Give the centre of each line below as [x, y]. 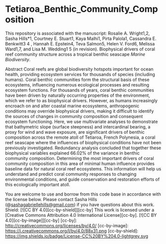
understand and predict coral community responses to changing [71, 174]
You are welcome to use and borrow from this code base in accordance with [83, 194]
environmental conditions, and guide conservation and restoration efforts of [83, 179]
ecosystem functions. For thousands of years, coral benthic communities [80, 90]
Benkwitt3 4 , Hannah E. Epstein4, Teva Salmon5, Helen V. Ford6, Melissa [80, 43]
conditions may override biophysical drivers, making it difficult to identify [80, 111]
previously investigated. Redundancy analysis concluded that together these [83, 148]
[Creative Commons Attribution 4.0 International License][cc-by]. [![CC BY [81, 215]
